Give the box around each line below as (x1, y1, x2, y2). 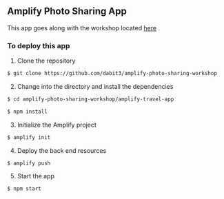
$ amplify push (7, 160, 51, 167)
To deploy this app (7, 41, 70, 50)
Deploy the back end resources (17, 146, 107, 154)
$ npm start (7, 185, 41, 192)
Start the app (17, 172, 55, 180)
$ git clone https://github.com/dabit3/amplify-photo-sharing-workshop (7, 70, 217, 77)
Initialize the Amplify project (17, 121, 96, 129)
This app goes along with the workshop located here (7, 23, 157, 32)
